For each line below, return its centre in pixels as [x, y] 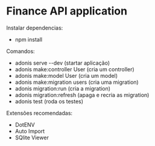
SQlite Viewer [32, 138]
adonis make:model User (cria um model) [66, 75]
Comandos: [21, 51]
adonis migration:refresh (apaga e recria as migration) [82, 95]
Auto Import [30, 131]
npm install [29, 39]
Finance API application [67, 11]
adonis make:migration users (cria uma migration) [77, 82]
